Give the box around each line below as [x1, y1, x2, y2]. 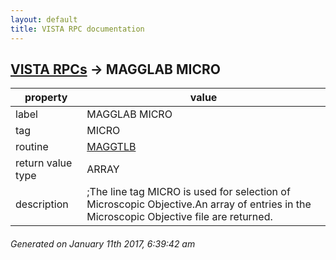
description [15, 197, 69, 211]
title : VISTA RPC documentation [10, 24, 145, 34]
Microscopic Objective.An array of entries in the [86, 197, 312, 211]
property [24, 91, 68, 105]
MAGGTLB [86, 140, 137, 154]
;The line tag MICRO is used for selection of [86, 185, 291, 199]
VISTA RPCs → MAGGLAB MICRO [10, 61, 221, 78]
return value [15, 156, 73, 170]
